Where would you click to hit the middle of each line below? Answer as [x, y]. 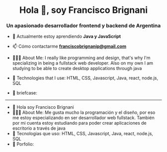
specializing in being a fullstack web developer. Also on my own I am [83, 63]
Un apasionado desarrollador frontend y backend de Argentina [83, 26]
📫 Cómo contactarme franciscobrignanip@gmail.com [69, 46]
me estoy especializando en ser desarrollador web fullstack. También [83, 118]
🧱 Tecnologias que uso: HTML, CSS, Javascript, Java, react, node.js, [83, 134]
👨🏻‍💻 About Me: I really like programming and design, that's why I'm [81, 58]
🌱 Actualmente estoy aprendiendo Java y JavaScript [66, 36]
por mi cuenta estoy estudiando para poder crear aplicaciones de [79, 123]
